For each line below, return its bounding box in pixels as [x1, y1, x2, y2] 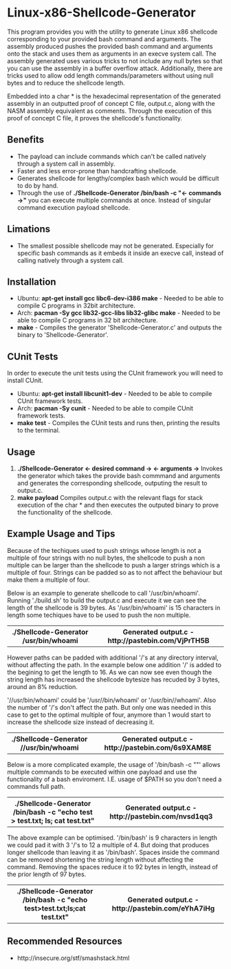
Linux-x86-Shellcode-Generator [7, 5, 196, 21]
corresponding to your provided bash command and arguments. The [7, 34, 201, 43]
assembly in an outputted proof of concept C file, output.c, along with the [7, 99, 215, 107]
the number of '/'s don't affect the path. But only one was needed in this [7, 703, 212, 711]
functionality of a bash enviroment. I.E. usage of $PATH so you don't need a [7, 775, 222, 783]
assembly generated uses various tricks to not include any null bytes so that [7, 56, 223, 65]
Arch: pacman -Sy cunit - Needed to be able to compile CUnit [16, 404, 194, 413]
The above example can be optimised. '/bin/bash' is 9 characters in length [7, 834, 218, 842]
